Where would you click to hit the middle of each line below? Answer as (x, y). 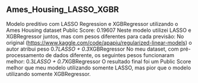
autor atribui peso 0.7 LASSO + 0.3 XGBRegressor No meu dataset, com (92, 49)
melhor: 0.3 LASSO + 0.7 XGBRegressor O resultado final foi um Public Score (99, 61)
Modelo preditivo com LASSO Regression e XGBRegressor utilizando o (92, 24)
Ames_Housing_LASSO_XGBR (63, 10)
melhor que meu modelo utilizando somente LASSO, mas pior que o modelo (99, 68)
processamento (25, 55)
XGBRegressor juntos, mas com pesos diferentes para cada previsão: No (95, 36)
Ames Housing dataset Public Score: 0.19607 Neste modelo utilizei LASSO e (99, 30)
